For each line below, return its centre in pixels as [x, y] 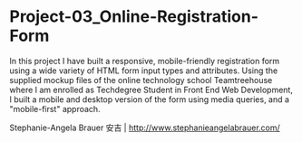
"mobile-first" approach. [55, 109]
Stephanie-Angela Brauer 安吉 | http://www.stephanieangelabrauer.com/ [145, 128]
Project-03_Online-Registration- [134, 17]
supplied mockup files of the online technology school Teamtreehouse [141, 80]
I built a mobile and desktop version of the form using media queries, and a [150, 99]
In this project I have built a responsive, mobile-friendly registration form [145, 61]
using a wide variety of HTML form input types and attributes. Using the [144, 71]
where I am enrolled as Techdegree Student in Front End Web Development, [151, 90]
